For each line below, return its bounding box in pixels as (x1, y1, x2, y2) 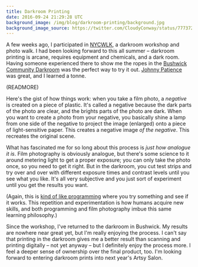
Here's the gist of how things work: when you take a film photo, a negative (6, 95, 187, 102)
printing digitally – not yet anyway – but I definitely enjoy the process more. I (6, 242, 191, 249)
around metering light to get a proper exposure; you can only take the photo (6, 156, 190, 163)
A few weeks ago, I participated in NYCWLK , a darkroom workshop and (6, 41, 180, 48)
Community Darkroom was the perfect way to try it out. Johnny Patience (6, 66, 183, 74)
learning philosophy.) (6, 212, 58, 219)
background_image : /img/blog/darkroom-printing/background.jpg (6, 19, 165, 25)
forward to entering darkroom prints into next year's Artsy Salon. (6, 254, 163, 262)
